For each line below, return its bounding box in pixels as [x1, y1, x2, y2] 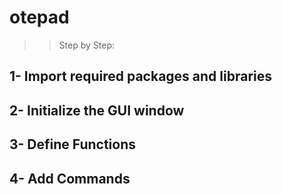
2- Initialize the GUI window [9, 102, 185, 119]
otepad [9, 6, 70, 29]
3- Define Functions [9, 136, 137, 153]
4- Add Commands [9, 170, 131, 187]
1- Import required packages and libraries [9, 68, 272, 85]
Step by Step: [58, 39, 115, 51]
